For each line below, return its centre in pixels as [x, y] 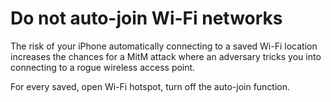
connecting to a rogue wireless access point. [103, 67]
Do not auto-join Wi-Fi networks [146, 18]
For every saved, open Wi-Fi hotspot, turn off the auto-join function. [150, 86]
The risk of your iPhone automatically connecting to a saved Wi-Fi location [164, 46]
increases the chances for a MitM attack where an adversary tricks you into [166, 56]
